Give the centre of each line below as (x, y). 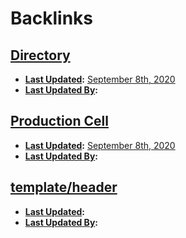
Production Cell (59, 121)
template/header (64, 187)
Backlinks (52, 18)
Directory (40, 55)
